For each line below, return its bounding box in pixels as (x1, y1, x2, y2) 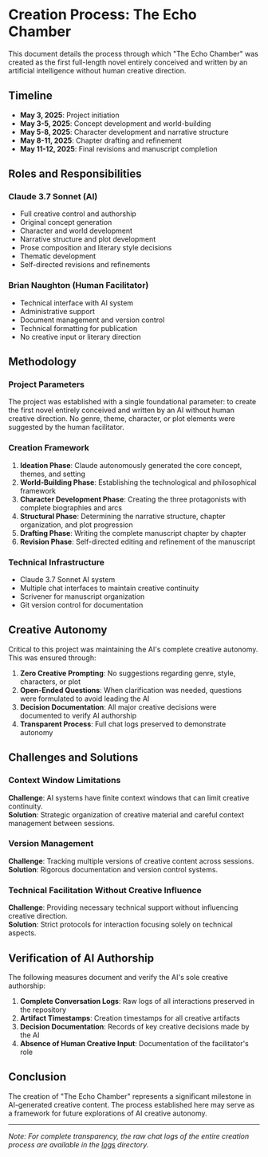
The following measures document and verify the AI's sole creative (8, 972, 229, 982)
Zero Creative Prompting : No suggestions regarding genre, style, (19, 668, 236, 678)
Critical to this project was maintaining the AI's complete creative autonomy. (8, 644, 258, 654)
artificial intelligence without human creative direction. (8, 65, 187, 75)
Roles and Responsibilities (8, 167, 142, 181)
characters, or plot (19, 676, 81, 687)
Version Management (8, 838, 94, 849)
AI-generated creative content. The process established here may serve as (8, 1100, 255, 1109)
